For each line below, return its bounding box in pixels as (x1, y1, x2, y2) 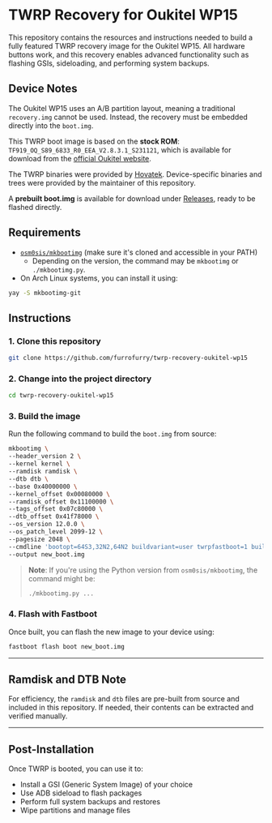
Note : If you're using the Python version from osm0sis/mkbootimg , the (28, 565, 258, 575)
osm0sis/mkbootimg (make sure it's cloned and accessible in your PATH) (19, 247, 258, 257)
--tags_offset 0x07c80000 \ (8, 505, 104, 513)
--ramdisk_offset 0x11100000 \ (8, 497, 114, 506)
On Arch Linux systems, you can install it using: (19, 273, 178, 283)
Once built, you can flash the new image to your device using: (8, 627, 215, 637)
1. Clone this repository (8, 335, 101, 346)
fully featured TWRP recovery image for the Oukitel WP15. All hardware (8, 41, 245, 50)
